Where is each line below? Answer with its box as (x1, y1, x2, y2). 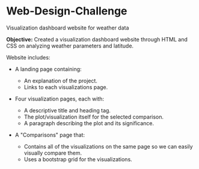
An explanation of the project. (23, 77, 98, 84)
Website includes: (6, 54, 51, 61)
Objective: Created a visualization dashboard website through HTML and (6, 35, 188, 43)
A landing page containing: (14, 65, 82, 73)
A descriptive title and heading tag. (23, 106, 111, 114)
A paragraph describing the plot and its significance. (23, 119, 155, 127)
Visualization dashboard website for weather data (6, 24, 129, 31)
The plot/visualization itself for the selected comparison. (23, 113, 164, 120)
